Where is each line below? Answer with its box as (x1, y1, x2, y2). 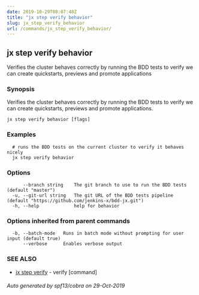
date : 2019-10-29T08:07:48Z (7, 8, 77, 15)
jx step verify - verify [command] (15, 268, 98, 276)
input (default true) (7, 236, 61, 242)
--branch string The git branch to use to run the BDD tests (22, 182, 187, 188)
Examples (7, 130, 37, 139)
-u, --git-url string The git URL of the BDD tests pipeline (12, 192, 173, 198)
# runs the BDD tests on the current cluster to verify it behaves (12, 144, 185, 150)
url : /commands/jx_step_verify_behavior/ (7, 25, 112, 32)
